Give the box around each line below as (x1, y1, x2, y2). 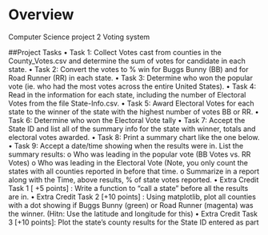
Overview (8, 6, 74, 24)
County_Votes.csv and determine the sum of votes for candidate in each (8, 56, 246, 66)
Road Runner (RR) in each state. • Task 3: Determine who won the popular (8, 73, 254, 82)
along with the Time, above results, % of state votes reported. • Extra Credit (8, 174, 259, 185)
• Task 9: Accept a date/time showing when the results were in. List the (8, 141, 244, 150)
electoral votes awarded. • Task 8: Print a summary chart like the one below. (8, 132, 260, 141)
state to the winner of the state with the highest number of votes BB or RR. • (8, 106, 259, 117)
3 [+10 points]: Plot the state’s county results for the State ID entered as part (8, 217, 259, 227)
